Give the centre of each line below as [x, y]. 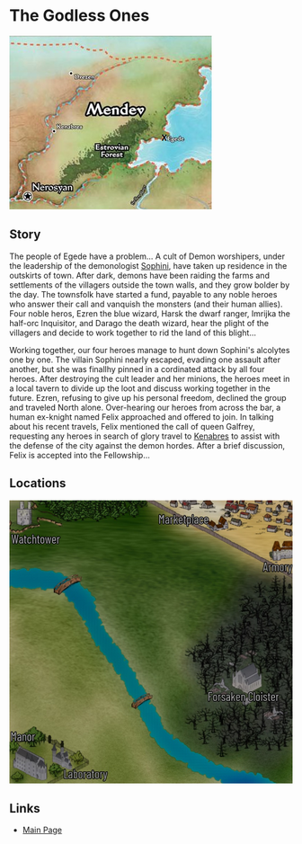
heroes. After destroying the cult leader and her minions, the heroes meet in [150, 378]
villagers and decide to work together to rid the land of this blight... [133, 333]
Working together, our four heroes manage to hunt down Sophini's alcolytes [150, 350]
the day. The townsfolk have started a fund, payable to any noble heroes [143, 294]
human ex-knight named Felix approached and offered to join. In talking [142, 417]
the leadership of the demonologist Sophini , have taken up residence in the [148, 265]
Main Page [42, 830]
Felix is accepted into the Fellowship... [80, 455]
